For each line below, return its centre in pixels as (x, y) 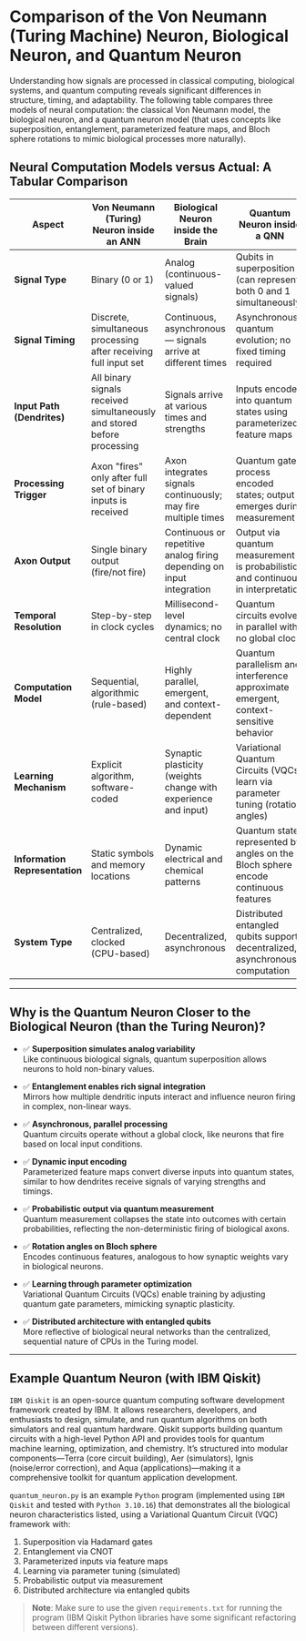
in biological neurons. (63, 1266)
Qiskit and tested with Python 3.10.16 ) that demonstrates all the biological (150, 1505)
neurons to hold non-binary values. (88, 1068)
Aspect (48, 224)
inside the (196, 229)
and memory (118, 864)
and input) (187, 810)
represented (262, 841)
